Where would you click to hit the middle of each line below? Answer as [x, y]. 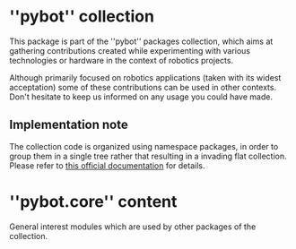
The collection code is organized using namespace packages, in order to [144, 146]
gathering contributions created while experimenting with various [130, 50]
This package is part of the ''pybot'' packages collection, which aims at [141, 41]
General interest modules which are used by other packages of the [133, 227]
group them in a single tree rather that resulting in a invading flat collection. [148, 156]
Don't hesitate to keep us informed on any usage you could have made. [141, 97]
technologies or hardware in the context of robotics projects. [122, 60]
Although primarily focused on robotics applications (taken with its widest [145, 77]
